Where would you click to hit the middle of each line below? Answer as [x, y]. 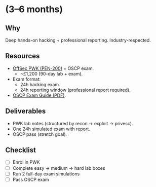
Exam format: [27, 79]
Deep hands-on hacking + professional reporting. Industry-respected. [78, 40]
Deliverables [26, 111]
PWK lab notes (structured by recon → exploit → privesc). [73, 123]
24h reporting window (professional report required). [75, 90]
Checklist [21, 150]
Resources [23, 56]
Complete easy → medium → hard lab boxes [59, 168]
